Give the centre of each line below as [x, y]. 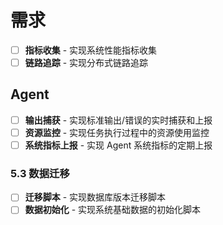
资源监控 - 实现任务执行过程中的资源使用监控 [117, 132]
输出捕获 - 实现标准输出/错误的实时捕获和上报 [118, 120]
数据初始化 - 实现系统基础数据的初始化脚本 [113, 210]
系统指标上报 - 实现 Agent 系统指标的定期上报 [118, 145]
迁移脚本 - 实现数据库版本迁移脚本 [95, 197]
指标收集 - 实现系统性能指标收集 [91, 50]
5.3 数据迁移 [40, 173]
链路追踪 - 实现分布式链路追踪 [86, 62]
